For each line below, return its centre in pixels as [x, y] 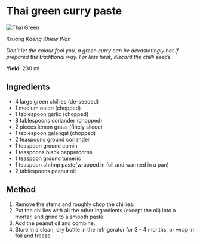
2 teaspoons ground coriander [52, 139]
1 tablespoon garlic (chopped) [52, 114]
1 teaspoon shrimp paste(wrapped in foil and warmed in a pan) [92, 164]
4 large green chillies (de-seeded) [57, 101]
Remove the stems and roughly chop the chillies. [75, 204]
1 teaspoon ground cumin [46, 146]
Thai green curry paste [64, 11]
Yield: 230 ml [23, 68]
